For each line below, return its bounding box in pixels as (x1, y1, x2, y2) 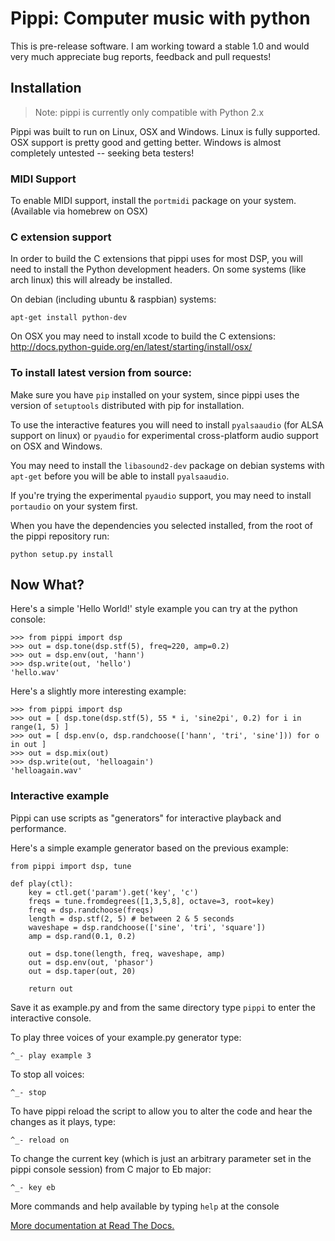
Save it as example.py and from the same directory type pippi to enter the (10, 1001, 316, 1013)
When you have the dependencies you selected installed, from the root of (10, 519, 314, 531)
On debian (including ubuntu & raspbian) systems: (10, 293, 217, 306)
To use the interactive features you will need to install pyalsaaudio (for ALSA (10, 418, 324, 431)
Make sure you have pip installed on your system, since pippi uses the (10, 388, 300, 401)
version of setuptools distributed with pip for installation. (10, 399, 245, 411)
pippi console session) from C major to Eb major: (10, 1163, 212, 1175)
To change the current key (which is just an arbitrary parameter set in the (10, 1152, 312, 1164)
